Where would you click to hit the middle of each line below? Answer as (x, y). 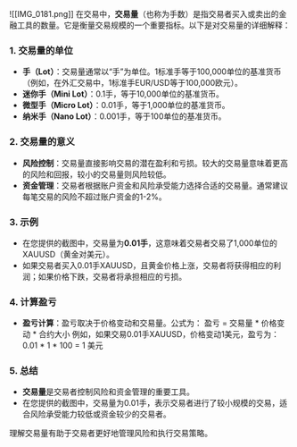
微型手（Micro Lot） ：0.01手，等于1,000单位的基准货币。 (126, 105)
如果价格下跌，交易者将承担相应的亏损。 (112, 276)
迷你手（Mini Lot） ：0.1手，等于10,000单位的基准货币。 (123, 94)
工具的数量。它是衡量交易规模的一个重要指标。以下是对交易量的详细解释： (153, 25)
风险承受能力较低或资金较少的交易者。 (100, 414)
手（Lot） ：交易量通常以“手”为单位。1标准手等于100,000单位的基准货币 (152, 72)
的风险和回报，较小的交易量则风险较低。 (96, 174)
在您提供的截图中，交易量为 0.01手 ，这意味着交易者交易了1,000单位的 (150, 243)
